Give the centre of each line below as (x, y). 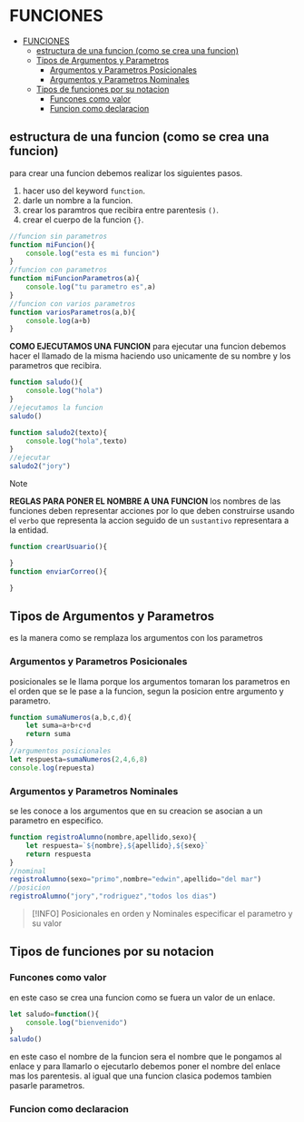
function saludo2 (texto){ (58, 432)
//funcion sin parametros (58, 236)
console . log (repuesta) (52, 768)
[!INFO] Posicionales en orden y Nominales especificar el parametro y (162, 914)
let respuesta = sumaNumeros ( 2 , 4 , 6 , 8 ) (78, 759)
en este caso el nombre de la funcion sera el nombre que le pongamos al (146, 1057)
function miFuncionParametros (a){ (75, 279)
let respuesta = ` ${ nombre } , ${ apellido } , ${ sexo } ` (117, 845)
